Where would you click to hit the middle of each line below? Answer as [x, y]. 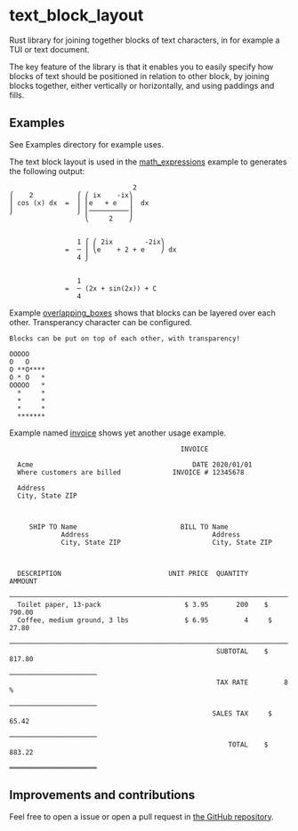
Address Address [151, 534]
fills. [17, 95]
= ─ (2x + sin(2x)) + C [111, 288]
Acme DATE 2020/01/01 [135, 464]
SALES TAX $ [242, 713]
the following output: [47, 171]
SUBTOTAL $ [242, 651]
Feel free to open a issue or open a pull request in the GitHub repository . [141, 816]
